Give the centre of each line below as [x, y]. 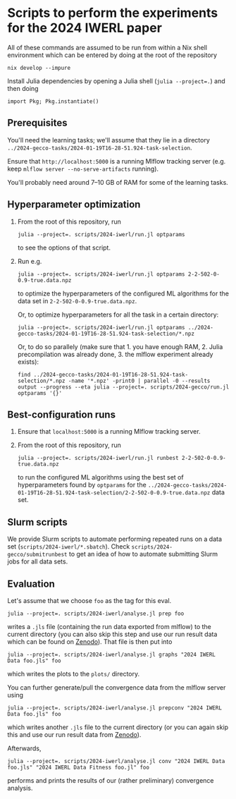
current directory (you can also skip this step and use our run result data [112, 634]
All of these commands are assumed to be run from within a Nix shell [107, 47]
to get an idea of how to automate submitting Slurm [143, 554]
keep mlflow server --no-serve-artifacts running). [83, 169]
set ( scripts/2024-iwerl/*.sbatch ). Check [69, 547]
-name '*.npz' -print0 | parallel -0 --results [139, 381]
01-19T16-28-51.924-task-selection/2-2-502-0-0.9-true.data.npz [114, 493]
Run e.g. [30, 261]
